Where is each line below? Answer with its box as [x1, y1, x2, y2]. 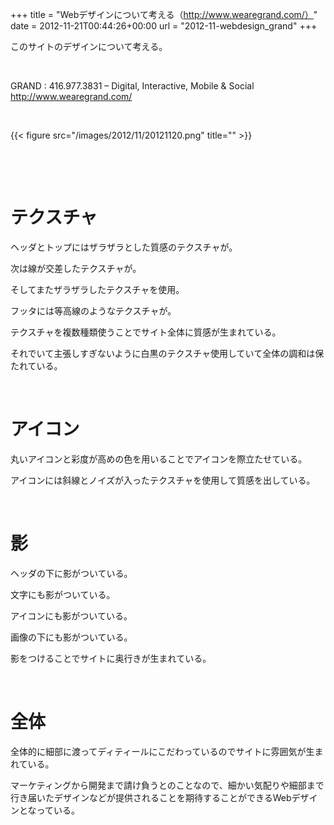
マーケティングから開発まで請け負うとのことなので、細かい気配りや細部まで [10, 779, 325, 791]
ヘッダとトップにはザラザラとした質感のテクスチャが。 [10, 241, 238, 253]
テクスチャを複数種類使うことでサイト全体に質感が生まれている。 [10, 326, 282, 338]
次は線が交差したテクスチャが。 [10, 262, 142, 274]
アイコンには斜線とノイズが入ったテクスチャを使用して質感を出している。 [10, 474, 316, 486]
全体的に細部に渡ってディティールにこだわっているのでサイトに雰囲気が [10, 745, 307, 757]
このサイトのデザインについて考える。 [10, 41, 168, 52]
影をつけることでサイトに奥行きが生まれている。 [10, 652, 212, 664]
